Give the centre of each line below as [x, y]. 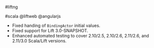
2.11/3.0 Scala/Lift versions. [39, 41]
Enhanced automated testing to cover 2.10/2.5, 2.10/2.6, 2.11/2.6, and [80, 36]
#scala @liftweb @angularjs [33, 16]
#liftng [11, 7]
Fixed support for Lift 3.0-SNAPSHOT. [50, 30]
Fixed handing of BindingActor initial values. [56, 25]
